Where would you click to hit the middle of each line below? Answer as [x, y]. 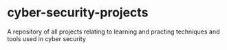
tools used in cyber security [46, 38]
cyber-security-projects [78, 13]
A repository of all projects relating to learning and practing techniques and [113, 32]
